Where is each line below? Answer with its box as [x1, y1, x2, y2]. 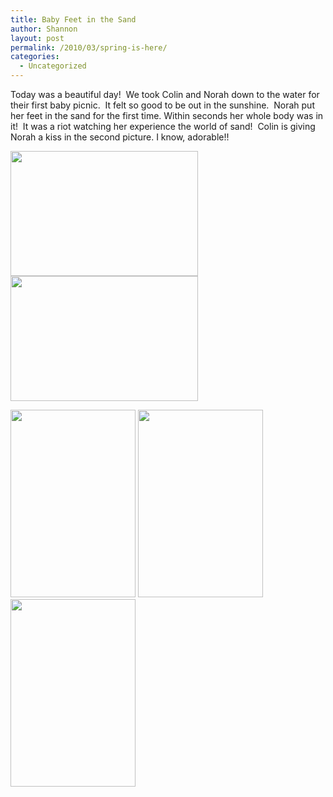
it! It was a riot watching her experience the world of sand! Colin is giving [10, 121, 316, 132]
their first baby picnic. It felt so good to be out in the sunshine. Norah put [10, 99, 315, 111]
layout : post [10, 33, 65, 43]
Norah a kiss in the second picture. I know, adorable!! [10, 131, 230, 143]
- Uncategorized [19, 61, 87, 71]
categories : [10, 52, 60, 62]
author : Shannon [10, 24, 78, 34]
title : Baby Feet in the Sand [10, 14, 137, 25]
